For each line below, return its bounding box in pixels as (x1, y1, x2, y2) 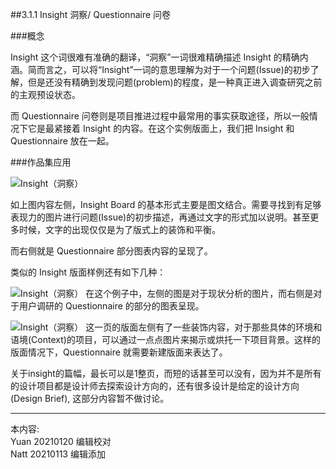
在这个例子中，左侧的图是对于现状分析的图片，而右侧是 (85, 288, 314, 299)
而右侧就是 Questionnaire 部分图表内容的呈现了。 (10, 245, 213, 257)
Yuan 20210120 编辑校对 (10, 436, 112, 447)
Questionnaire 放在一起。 (10, 135, 115, 147)
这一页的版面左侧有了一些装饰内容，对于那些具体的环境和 (85, 321, 323, 333)
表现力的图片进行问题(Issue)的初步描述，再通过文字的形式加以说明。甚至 (10, 211, 311, 223)
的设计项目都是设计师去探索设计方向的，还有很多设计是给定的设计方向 (10, 380, 300, 392)
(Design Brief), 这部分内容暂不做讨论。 (10, 393, 170, 404)
